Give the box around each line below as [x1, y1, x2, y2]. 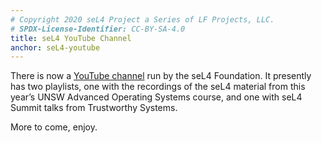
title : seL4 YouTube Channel [10, 33, 132, 43]
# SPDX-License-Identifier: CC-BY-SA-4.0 [10, 24, 186, 34]
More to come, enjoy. [10, 121, 98, 133]
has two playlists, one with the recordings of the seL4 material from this [10, 81, 306, 93]
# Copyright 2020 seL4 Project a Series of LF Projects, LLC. [10, 14, 275, 25]
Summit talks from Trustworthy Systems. [10, 102, 178, 114]
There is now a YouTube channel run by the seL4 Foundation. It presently [10, 70, 312, 82]
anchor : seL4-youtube [10, 42, 101, 53]
